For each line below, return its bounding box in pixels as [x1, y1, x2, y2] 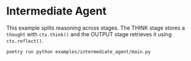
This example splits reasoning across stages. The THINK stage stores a [6, 24, 186, 31]
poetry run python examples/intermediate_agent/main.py [6, 48, 151, 55]
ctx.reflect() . [6, 37, 44, 44]
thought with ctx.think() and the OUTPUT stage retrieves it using [6, 30, 172, 37]
